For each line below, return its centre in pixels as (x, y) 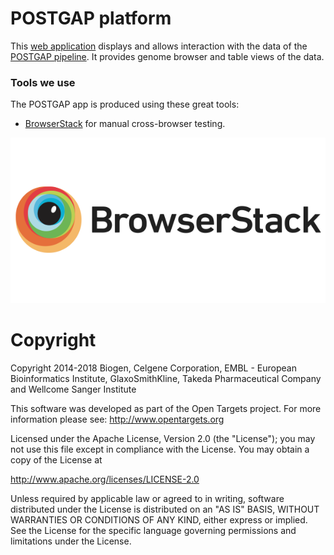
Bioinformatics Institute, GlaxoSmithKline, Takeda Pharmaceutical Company (166, 378)
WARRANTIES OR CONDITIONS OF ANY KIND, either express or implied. (159, 519)
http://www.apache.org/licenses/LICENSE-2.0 (105, 479)
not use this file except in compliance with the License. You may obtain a (160, 449)
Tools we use (43, 82)
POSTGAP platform (91, 18)
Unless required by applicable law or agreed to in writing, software (147, 498)
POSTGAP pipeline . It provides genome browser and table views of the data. (167, 56)
